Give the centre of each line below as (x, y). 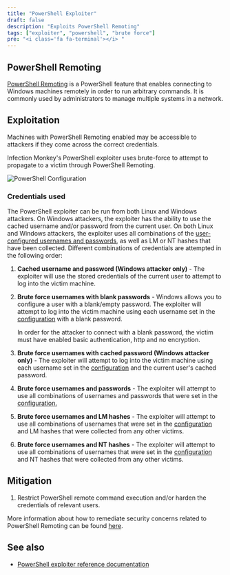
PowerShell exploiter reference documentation (83, 564)
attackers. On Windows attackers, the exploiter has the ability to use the (109, 219)
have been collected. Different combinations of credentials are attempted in (114, 248)
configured (23, 241)
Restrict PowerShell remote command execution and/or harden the (112, 498)
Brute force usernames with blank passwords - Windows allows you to (119, 297)
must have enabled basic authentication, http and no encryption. (109, 340)
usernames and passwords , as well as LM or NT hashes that (125, 241)
